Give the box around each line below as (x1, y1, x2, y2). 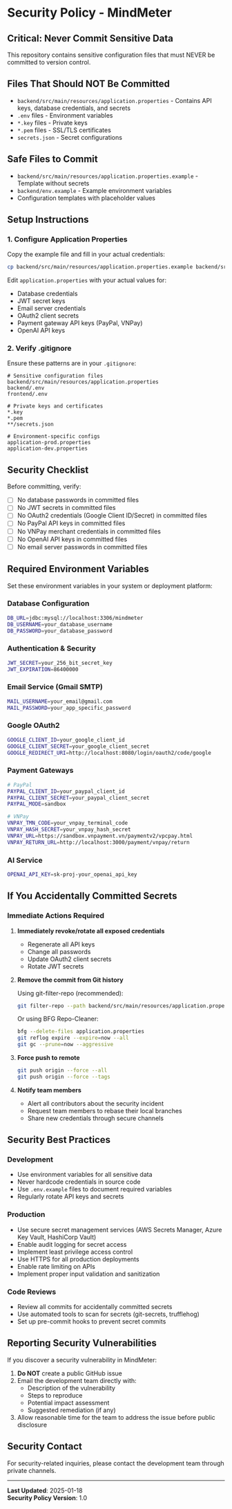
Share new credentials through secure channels (27, 1114, 164, 1122)
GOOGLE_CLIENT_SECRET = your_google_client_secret (7, 742, 150, 750)
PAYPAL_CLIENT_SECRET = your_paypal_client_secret (7, 794, 150, 801)
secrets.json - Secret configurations (17, 133, 123, 141)
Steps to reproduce (27, 1391, 83, 1399)
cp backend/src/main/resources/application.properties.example (7, 264, 193, 271)
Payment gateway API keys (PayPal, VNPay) (17, 319, 143, 327)
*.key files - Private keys (17, 118, 88, 127)
